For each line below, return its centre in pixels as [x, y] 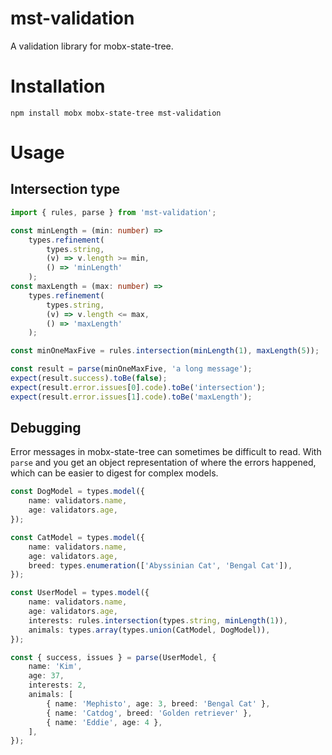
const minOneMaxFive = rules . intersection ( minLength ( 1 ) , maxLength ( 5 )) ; [165, 351]
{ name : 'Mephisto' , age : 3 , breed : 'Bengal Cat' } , [158, 703]
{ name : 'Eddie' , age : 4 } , [104, 722]
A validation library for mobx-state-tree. [92, 46]
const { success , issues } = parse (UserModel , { [113, 657]
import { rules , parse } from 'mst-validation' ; [113, 212]
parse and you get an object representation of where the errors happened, [163, 463]
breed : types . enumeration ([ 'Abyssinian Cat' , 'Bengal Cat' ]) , [160, 565]
